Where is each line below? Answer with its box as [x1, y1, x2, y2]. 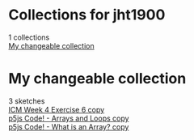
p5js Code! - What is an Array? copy [8, 121, 129, 131]
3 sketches [8, 95, 45, 106]
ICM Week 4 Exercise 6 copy [8, 104, 105, 114]
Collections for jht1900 [8, 6, 166, 24]
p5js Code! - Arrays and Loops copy [8, 113, 129, 123]
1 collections [8, 32, 50, 42]
